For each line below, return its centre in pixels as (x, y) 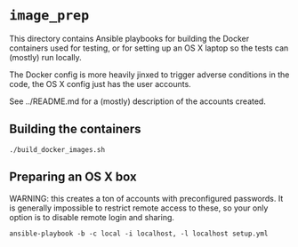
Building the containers (75, 129)
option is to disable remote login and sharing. (92, 217)
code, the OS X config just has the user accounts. (100, 84)
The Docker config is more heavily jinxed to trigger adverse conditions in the (149, 75)
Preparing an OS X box (73, 177)
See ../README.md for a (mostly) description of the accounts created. (138, 101)
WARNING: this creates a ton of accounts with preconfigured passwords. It (146, 198)
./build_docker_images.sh (57, 149)
